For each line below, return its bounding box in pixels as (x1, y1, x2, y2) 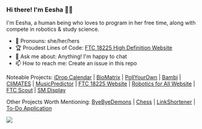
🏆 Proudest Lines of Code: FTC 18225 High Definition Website (15, 44, 173, 51)
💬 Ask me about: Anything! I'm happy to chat (15, 53, 127, 60)
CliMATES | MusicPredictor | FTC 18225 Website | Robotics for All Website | (6, 80, 196, 87)
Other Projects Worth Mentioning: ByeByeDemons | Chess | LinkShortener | (6, 98, 196, 105)
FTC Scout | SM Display (6, 87, 66, 94)
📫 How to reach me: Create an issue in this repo (15, 60, 138, 67)
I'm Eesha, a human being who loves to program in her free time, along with (6, 19, 196, 27)
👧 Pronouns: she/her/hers (15, 38, 80, 45)
